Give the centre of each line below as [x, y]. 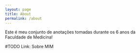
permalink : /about [23, 18]
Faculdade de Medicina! [29, 37]
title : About [18, 14]
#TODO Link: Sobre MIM [29, 47]
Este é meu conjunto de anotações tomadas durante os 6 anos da [70, 32]
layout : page [18, 9]
